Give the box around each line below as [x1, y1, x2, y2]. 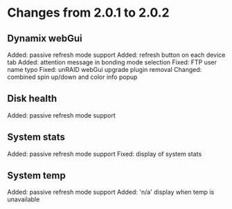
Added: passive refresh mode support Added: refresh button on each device [7, 51, 226, 59]
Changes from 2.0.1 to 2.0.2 [7, 5, 170, 21]
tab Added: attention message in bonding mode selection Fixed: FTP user [7, 58, 217, 66]
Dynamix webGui [7, 33, 82, 44]
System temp [7, 170, 66, 181]
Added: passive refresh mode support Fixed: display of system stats [7, 149, 202, 158]
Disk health [7, 93, 57, 104]
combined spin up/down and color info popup [7, 73, 138, 81]
